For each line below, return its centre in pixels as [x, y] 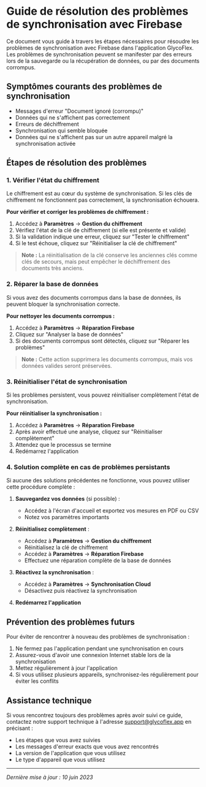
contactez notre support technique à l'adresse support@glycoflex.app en [99, 721]
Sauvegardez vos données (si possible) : [68, 499]
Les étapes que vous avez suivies [58, 740]
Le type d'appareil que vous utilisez [60, 759]
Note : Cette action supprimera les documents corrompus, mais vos [107, 359]
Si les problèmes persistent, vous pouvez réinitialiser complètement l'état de [103, 395]
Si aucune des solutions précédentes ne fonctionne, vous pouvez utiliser [98, 481]
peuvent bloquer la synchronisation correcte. [63, 304]
